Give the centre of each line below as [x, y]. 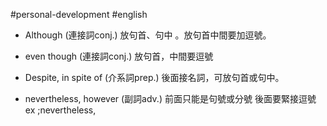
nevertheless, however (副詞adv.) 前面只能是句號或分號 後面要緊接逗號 [170, 98]
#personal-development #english [79, 14]
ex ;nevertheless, [60, 110]
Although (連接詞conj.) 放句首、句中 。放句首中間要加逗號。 [148, 35]
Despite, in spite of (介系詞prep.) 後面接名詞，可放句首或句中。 [154, 77]
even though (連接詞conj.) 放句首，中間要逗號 [119, 56]
